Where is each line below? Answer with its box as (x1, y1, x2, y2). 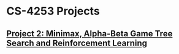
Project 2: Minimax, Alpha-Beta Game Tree (6, 29, 173, 39)
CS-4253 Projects (6, 4, 100, 18)
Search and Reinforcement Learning (6, 38, 148, 48)
